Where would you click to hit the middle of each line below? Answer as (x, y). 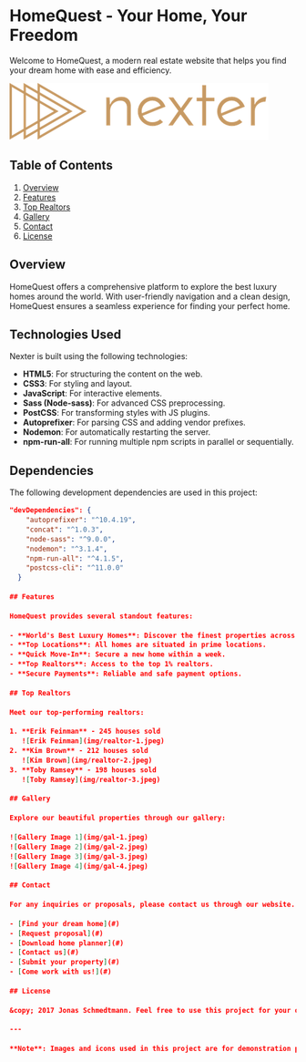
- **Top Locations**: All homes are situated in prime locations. (138, 645)
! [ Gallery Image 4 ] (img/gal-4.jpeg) (79, 866)
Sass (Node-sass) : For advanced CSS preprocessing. (124, 403)
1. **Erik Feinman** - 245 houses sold (85, 732)
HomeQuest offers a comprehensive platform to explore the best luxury (143, 286)
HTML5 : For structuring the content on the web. (112, 374)
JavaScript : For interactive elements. (92, 394)
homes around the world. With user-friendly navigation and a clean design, (150, 296)
